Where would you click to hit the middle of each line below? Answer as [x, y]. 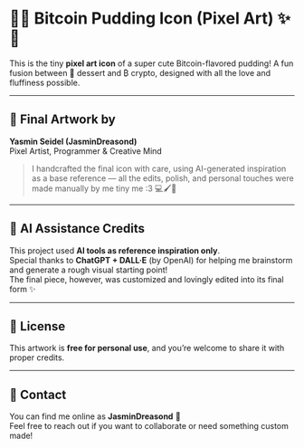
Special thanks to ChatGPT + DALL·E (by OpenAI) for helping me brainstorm [151, 260]
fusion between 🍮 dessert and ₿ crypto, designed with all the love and [140, 72]
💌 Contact [38, 394]
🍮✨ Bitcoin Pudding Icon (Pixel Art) [142, 19]
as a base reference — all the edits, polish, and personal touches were [162, 178]
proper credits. [37, 357]
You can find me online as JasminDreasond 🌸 [95, 416]
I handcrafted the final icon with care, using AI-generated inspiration [159, 168]
